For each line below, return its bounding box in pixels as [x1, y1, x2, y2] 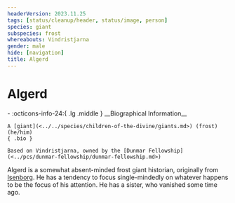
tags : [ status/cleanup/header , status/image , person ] [7, 17, 168, 24]
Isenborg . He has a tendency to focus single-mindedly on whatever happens [7, 173, 229, 181]
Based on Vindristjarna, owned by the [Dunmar [7, 147, 146, 154]
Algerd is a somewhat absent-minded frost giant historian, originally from [7, 165, 219, 174]
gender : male [7, 43, 46, 50]
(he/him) [7, 129, 33, 136]
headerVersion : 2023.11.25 [7, 10, 86, 17]
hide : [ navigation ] [7, 50, 65, 57]
